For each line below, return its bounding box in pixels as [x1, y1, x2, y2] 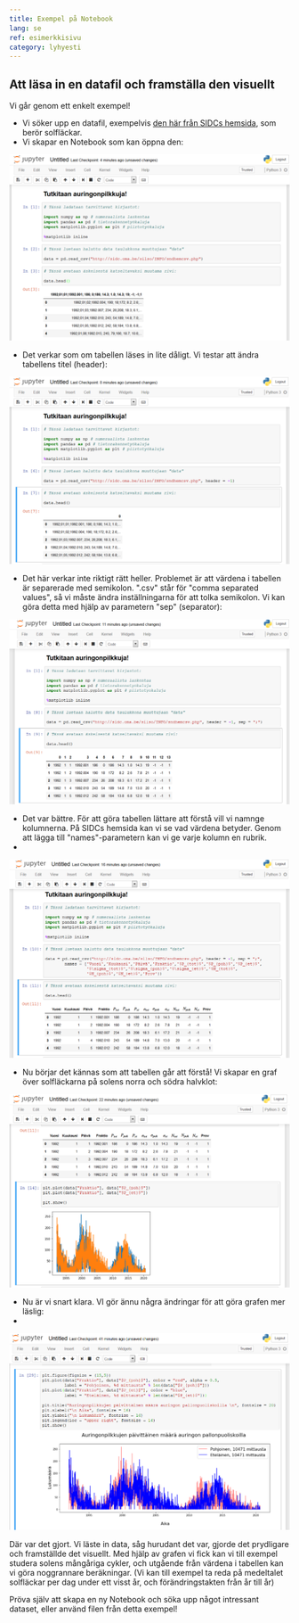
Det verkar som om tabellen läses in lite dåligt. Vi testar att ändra [21, 349, 260, 360]
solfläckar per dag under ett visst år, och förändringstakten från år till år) [9, 1577, 275, 1587]
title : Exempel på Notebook [9, 14, 114, 23]
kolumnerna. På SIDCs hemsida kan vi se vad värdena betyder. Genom [21, 822, 282, 833]
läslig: [21, 1306, 44, 1317]
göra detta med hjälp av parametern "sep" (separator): [21, 602, 222, 613]
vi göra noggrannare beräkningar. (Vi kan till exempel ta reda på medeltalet [9, 1567, 284, 1578]
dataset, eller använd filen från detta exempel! [9, 1603, 178, 1614]
